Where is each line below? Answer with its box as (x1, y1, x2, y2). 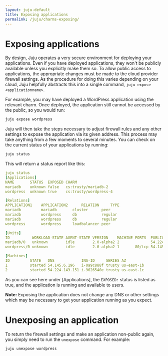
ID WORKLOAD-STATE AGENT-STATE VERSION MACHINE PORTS (5, 235, 146, 240)
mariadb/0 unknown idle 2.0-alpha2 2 (5, 240, 120, 245)
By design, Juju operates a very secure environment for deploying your (5, 55, 152, 61)
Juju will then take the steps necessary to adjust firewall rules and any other (5, 126, 161, 132)
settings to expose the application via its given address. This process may (5, 131, 157, 137)
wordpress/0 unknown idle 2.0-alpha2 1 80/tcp (5, 244, 149, 250)
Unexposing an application (5, 314, 119, 326)
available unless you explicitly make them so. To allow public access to (5, 66, 151, 72)
